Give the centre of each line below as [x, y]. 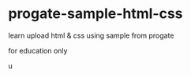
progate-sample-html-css [95, 14]
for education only [38, 50]
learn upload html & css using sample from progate [91, 35]
